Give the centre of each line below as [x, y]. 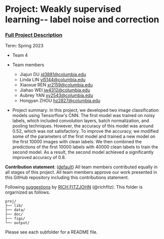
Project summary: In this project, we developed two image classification [85, 110]
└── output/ [17, 223]
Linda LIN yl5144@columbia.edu [52, 80]
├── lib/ [14, 206]
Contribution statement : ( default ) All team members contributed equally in [82, 167]
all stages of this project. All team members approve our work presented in [81, 172]
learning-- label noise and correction [82, 20]
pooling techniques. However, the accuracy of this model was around [83, 126]
